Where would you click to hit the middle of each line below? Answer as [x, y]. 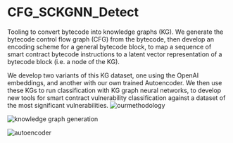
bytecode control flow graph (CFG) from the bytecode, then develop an [111, 39]
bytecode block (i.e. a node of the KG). [63, 61]
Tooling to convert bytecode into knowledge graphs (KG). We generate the [115, 32]
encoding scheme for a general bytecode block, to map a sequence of [109, 46]
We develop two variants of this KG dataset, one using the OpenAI [103, 75]
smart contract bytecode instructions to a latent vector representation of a [115, 54]
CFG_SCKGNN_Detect [73, 12]
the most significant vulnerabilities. [58, 105]
